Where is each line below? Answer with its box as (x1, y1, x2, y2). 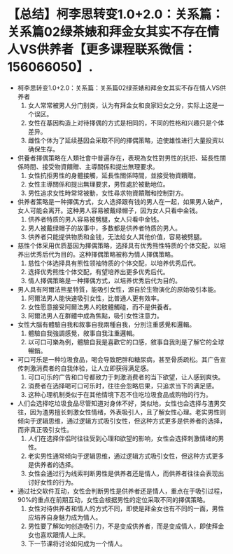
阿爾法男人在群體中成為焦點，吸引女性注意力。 (27, 311, 163, 320)
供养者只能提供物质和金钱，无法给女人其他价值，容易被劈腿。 (27, 232, 206, 241)
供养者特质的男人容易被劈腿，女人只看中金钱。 (27, 215, 163, 223)
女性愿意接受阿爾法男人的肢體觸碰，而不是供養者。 (27, 302, 176, 311)
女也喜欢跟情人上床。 (27, 530, 90, 539)
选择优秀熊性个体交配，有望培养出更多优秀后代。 (27, 267, 169, 276)
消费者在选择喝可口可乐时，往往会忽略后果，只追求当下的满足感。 (27, 381, 218, 390)
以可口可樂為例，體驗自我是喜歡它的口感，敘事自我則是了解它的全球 (27, 337, 225, 346)
